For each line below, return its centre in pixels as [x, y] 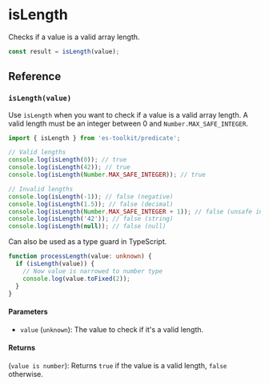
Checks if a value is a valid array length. [74, 37]
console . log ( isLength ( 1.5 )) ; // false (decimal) [91, 204]
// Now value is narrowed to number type [92, 271]
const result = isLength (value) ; [64, 51]
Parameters [28, 311]
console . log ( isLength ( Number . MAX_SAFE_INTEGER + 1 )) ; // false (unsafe [130, 211]
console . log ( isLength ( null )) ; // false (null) [87, 227]
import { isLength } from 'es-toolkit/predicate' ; [94, 138]
